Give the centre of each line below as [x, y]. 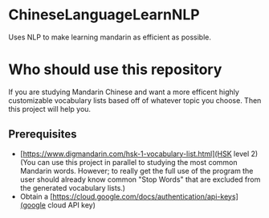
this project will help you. [49, 109]
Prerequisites [43, 134]
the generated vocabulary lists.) [73, 187]
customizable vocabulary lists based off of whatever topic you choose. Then [135, 100]
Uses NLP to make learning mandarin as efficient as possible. [110, 37]
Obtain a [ [37, 196]
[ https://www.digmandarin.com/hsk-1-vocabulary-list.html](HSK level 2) [139, 154]
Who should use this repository [115, 70]
